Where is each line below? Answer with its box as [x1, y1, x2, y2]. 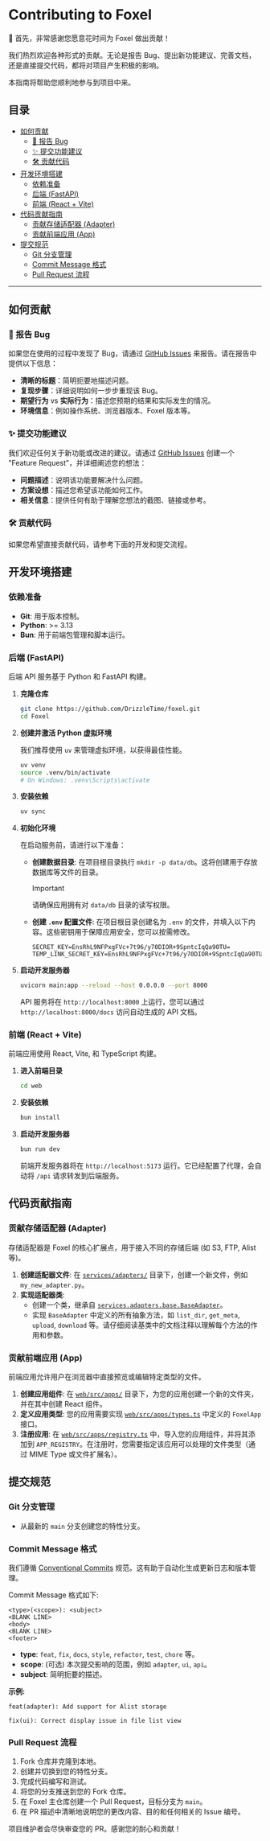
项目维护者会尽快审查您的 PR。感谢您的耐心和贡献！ [8, 1824, 182, 1834]
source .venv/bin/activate [19, 768, 111, 777]
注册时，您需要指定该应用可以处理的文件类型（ [93, 1440, 249, 1449]
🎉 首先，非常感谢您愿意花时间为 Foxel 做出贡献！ [8, 33, 170, 43]
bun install [19, 1114, 60, 1122]
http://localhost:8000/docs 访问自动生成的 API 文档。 [19, 1007, 202, 1017]
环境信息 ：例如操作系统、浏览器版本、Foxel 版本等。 [19, 406, 195, 416]
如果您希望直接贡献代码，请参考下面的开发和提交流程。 [8, 540, 191, 549]
